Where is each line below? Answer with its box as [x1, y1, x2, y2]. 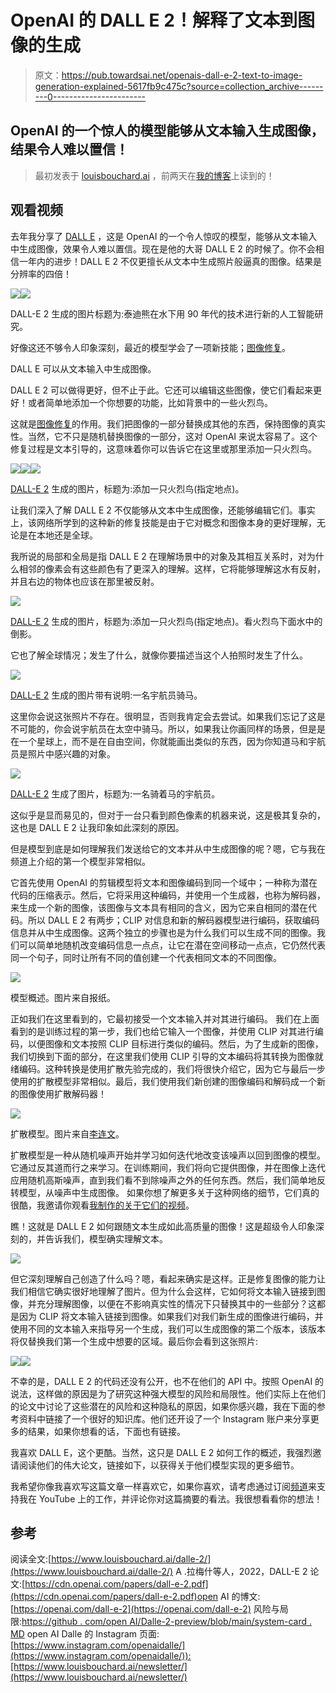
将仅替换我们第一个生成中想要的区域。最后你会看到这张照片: [10, 1335, 259, 1347]
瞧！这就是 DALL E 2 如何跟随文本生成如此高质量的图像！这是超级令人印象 [10, 1220, 316, 1232]
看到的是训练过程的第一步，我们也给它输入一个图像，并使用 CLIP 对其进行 [10, 1025, 315, 1037]
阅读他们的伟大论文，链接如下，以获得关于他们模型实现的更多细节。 [18, 1459, 300, 1471]
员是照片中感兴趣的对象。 [10, 747, 116, 760]
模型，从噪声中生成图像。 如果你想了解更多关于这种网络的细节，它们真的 [18, 1186, 320, 1198]
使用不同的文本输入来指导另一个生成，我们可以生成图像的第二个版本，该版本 [10, 1322, 326, 1335]
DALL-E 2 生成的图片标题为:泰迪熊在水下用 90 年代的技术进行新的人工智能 [10, 307, 315, 320]
